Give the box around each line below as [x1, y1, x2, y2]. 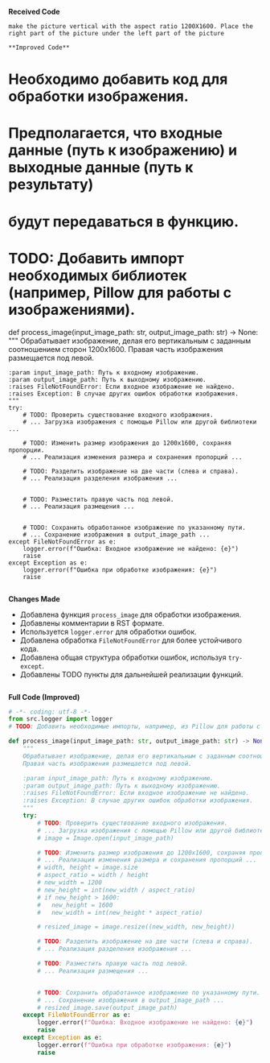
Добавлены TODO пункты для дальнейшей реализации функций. [19, 669, 243, 679]
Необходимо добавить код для [8, 70, 228, 89]
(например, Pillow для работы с [8, 283, 232, 301]
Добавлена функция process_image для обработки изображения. [19, 610, 242, 619]
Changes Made [8, 594, 60, 603]
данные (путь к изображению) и [8, 141, 238, 159]
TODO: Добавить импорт [8, 249, 185, 267]
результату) [8, 176, 94, 194]
